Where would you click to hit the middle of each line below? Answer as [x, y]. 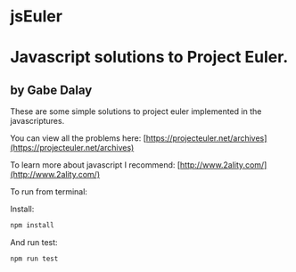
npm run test [34, 259]
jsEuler [37, 16]
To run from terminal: [49, 192]
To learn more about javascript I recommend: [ [95, 165]
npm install [32, 226]
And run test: [34, 243]
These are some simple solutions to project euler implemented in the [136, 111]
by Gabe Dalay [51, 90]
